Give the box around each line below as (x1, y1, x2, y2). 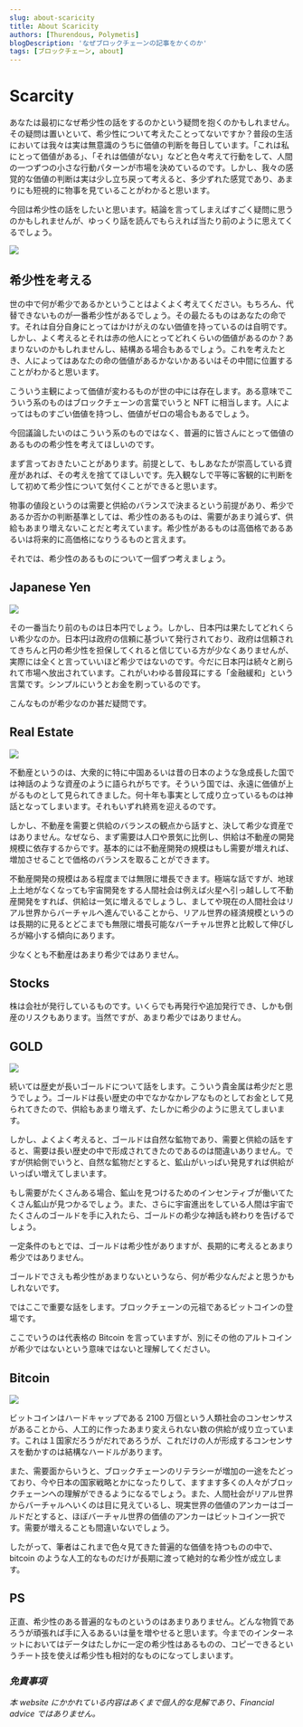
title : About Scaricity (9, 22, 99, 31)
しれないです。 (9, 1283, 65, 1293)
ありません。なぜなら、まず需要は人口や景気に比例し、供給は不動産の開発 (16, 831, 295, 842)
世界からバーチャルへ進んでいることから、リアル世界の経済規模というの (24, 907, 294, 918)
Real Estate (9, 725, 74, 740)
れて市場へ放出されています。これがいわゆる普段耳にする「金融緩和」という (9, 667, 294, 678)
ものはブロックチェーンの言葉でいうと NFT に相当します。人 (48, 396, 274, 407)
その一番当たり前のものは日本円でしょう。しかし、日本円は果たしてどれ (9, 622, 279, 633)
